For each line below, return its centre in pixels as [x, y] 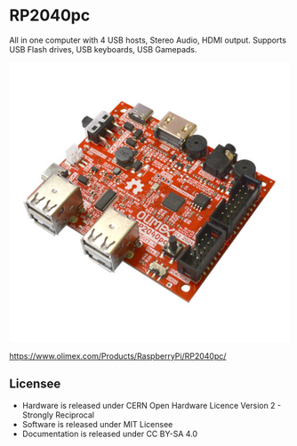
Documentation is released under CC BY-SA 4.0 [110, 434]
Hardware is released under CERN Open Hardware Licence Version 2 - [152, 405]
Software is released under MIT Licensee [97, 424]
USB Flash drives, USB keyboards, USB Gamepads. [103, 49]
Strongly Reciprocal [58, 415]
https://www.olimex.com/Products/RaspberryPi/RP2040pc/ [118, 355]
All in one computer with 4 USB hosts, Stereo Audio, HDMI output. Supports [148, 40]
